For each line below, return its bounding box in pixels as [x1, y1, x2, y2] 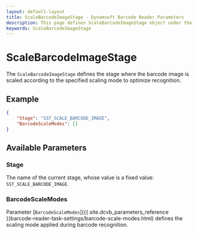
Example [6, 94, 39, 104]
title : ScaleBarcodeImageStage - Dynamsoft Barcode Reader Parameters [6, 14, 184, 20]
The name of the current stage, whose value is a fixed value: [6, 174, 154, 181]
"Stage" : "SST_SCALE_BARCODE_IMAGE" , [17, 115, 110, 121]
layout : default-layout [6, 8, 65, 15]
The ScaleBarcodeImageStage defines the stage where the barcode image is [6, 71, 190, 78]
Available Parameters [6, 143, 87, 153]
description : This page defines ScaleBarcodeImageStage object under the [6, 20, 193, 26]
